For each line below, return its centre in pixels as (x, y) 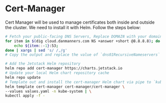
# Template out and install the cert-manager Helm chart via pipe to (78, 82)
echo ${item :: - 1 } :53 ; (36, 46)
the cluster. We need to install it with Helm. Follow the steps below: (73, 27)
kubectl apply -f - (25, 96)
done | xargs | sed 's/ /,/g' (36, 50)
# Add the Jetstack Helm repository (43, 64)
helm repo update (23, 77)
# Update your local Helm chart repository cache (57, 73)
